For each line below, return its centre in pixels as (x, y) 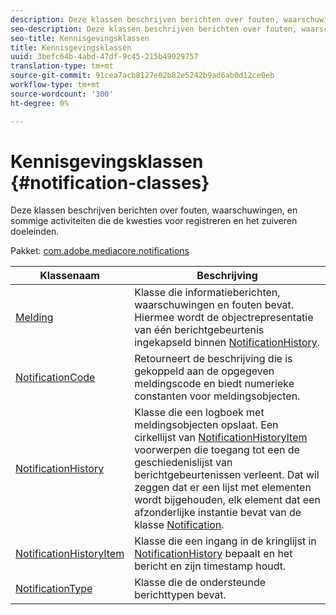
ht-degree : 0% (40, 103)
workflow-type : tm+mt (55, 85)
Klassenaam (69, 276)
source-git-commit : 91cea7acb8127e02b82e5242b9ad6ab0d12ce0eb (142, 76)
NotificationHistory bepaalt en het (213, 554)
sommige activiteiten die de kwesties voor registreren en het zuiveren (154, 221)
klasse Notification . (179, 525)
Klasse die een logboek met (199, 413)
